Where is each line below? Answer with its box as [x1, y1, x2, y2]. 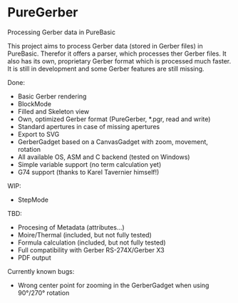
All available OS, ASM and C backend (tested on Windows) [17, 153, 190, 161]
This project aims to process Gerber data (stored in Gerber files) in [7, 41, 203, 50]
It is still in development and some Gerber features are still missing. [7, 64, 205, 73]
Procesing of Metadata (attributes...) [17, 222, 125, 232]
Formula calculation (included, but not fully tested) [17, 238, 166, 247]
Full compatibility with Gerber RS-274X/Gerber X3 [17, 245, 165, 254]
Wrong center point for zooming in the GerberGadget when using [17, 281, 209, 289]
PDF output [17, 253, 51, 262]
